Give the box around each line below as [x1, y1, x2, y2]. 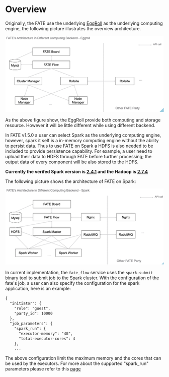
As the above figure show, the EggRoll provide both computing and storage [5, 117, 161, 123]
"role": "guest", [14, 306, 51, 311]
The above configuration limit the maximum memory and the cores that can [5, 355, 161, 361]
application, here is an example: [5, 286, 71, 292]
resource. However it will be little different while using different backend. [5, 122, 156, 128]
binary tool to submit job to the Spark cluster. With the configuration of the [5, 275, 159, 281]
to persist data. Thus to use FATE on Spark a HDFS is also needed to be [5, 143, 153, 149]
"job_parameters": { [10, 321, 53, 326]
